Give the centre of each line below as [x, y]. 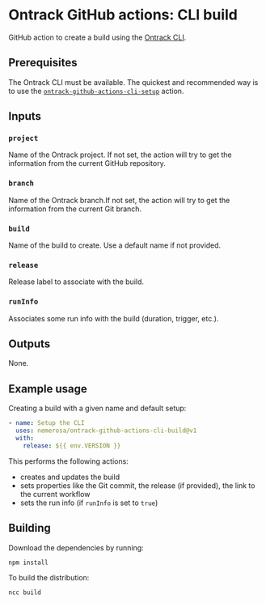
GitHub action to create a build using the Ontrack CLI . [97, 37]
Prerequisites [43, 63]
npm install [28, 563]
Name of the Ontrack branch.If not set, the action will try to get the [119, 200]
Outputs [30, 344]
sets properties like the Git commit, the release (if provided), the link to [137, 485]
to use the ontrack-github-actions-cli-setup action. [96, 91]
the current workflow [55, 494]
